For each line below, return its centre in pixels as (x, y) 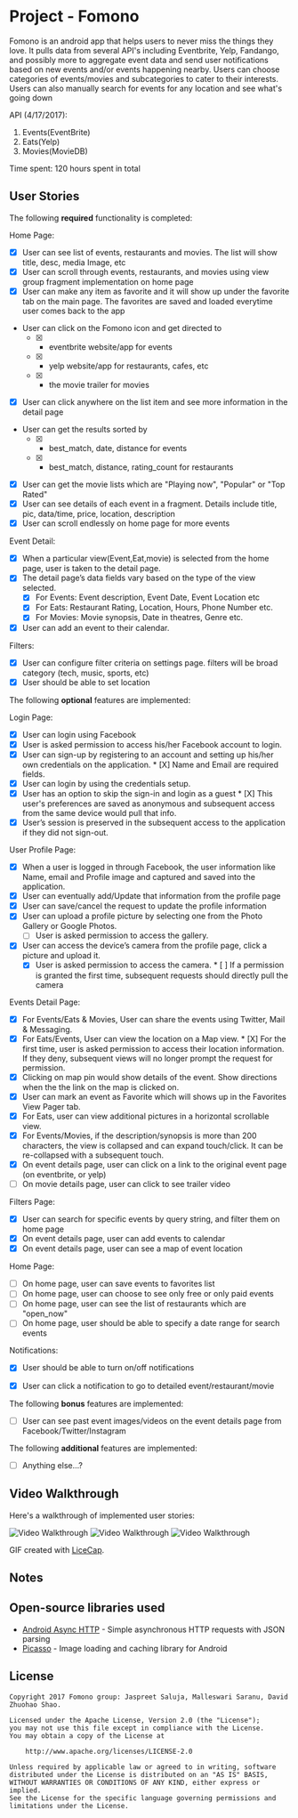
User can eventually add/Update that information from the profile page (151, 896)
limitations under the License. (69, 1806)
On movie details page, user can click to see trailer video (126, 1184)
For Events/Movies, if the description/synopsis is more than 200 (139, 1135)
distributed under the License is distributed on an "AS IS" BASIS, (139, 1774)
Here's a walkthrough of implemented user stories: (102, 1515)
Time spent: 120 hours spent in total (75, 168)
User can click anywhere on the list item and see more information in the (155, 401)
